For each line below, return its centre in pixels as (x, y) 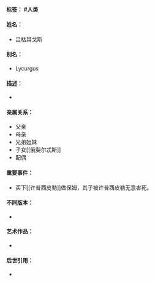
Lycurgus (27, 68)
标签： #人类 (22, 9)
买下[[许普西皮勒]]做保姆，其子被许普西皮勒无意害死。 (84, 188)
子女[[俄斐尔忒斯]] (38, 150)
